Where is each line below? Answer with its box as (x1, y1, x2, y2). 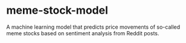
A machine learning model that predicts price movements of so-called (6, 23, 181, 30)
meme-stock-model (6, 4, 109, 17)
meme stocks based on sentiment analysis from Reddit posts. (6, 29, 159, 36)
